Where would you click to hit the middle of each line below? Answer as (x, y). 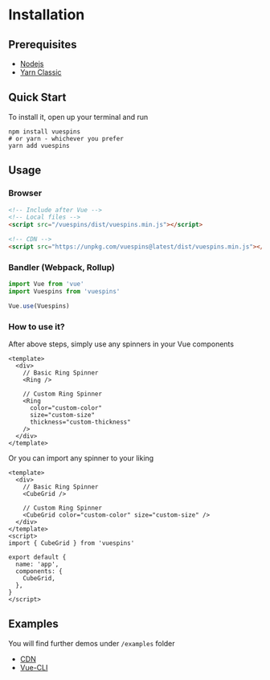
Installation (47, 15)
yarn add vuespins (39, 145)
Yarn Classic (41, 72)
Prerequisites (43, 45)
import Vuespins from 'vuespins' (64, 292)
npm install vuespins (45, 131)
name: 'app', (37, 564)
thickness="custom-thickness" (80, 422)
